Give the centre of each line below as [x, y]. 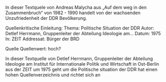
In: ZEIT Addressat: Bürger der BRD [42, 39]
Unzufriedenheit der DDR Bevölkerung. [46, 18]
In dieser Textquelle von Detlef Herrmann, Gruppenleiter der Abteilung [79, 59]
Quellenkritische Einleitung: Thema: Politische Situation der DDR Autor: [80, 28]
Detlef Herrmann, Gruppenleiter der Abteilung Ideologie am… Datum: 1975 [83, 33]
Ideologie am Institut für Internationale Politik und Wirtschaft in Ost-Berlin [82, 64]
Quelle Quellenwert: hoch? [33, 49]
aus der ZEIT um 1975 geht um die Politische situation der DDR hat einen [81, 69]
